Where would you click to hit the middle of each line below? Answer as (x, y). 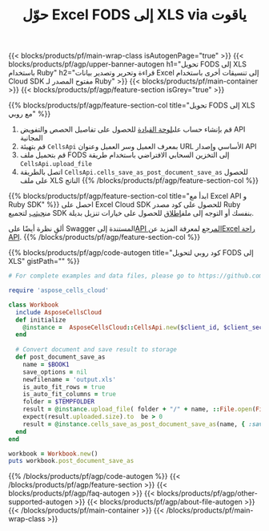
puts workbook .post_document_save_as (71, 461)
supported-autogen (41, 502)
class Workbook (34, 305)
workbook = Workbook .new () (53, 454)
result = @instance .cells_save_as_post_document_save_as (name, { (134, 424)
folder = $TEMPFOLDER (58, 402)
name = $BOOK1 (46, 364)
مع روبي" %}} (30, 114)
